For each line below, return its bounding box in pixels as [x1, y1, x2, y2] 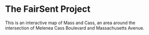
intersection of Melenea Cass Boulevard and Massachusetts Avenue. [5, 25, 145, 31]
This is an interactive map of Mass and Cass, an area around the [5, 20, 136, 26]
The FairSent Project [5, 3, 91, 15]
